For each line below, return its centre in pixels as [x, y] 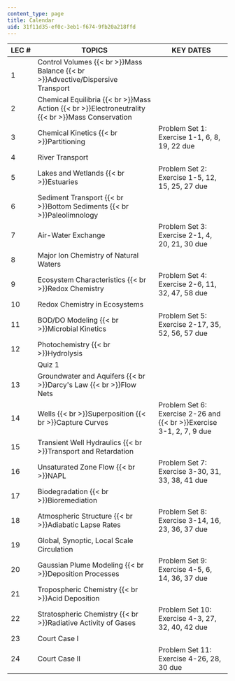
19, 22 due [177, 146]
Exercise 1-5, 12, [187, 178]
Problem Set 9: [183, 561]
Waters [49, 265]
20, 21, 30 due [183, 244]
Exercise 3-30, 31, [190, 472]
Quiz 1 [48, 365]
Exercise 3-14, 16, [190, 521]
